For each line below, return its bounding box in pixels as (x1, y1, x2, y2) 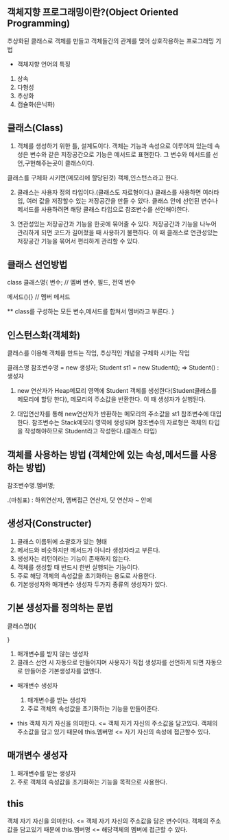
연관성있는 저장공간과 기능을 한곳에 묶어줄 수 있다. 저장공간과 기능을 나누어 (16, 219, 217, 228)
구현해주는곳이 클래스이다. (24, 158, 95, 167)
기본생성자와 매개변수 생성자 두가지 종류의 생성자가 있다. (16, 580, 168, 588)
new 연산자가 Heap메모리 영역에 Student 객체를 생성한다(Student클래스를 (16, 387, 217, 395)
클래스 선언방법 (7, 259, 68, 271)
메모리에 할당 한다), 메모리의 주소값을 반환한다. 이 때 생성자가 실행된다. (16, 395, 206, 403)
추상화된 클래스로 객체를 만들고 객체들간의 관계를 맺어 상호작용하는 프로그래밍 (7, 36, 215, 45)
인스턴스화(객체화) (7, 329, 81, 341)
